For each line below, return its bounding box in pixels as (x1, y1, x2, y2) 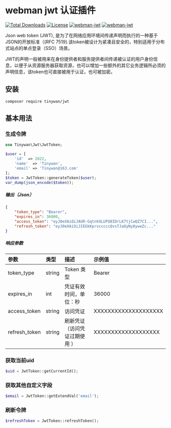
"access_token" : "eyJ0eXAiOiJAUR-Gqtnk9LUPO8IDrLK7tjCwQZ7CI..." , (14, 219, 158, 224)
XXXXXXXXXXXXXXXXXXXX (93, 307, 163, 314)
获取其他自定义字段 (5, 382, 52, 389)
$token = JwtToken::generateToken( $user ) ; (5, 175, 97, 180)
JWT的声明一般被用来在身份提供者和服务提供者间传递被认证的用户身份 (5, 56, 154, 62)
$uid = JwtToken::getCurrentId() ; (5, 368, 79, 373)
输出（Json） (5, 192, 34, 198)
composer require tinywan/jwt (5, 99, 70, 104)
